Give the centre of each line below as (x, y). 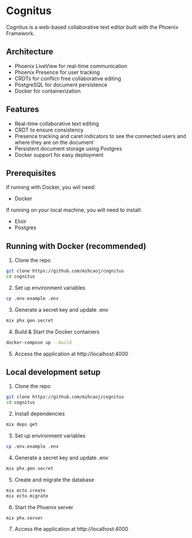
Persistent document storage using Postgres (68, 149)
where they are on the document (54, 142)
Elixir (20, 221)
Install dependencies (40, 414)
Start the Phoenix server (44, 507)
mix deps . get (22, 425)
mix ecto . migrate (27, 496)
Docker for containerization (47, 91)
